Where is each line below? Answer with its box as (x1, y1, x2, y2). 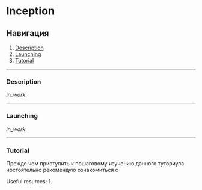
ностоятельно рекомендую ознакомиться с (6, 166, 118, 173)
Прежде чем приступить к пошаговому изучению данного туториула (6, 159, 185, 167)
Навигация (6, 28, 49, 38)
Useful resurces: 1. (6, 177, 52, 185)
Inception (6, 4, 55, 18)
